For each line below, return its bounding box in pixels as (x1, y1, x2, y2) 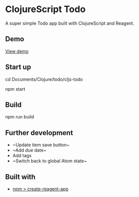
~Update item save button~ (12, 142, 69, 148)
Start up (5, 63, 31, 72)
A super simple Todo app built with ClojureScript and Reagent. (5, 20, 134, 26)
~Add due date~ (12, 147, 47, 153)
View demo (5, 48, 29, 54)
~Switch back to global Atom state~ (12, 158, 87, 164)
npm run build (5, 114, 34, 120)
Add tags (12, 153, 32, 159)
